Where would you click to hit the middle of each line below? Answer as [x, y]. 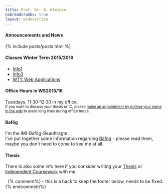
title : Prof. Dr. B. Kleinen [36, 10]
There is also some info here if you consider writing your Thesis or [74, 166]
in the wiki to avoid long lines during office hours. [48, 111]
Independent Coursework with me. [41, 172]
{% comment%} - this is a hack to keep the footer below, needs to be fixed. [85, 181]
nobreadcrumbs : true [27, 14]
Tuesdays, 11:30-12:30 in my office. [42, 102]
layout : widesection [27, 19]
